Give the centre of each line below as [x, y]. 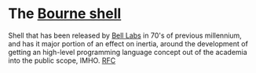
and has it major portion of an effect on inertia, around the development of [128, 43]
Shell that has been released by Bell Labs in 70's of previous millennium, [125, 35]
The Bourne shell [65, 14]
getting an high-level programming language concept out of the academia [128, 52]
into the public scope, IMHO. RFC [62, 60]
